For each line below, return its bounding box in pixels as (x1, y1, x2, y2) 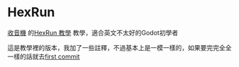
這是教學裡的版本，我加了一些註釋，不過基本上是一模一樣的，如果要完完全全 (7, 43, 232, 51)
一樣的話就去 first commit (7, 52, 80, 61)
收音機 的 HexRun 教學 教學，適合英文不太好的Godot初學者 (7, 28, 179, 37)
